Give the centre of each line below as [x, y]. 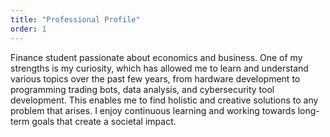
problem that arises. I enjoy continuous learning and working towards [153, 110]
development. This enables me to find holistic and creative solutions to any [164, 100]
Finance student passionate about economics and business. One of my [156, 57]
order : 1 [28, 29]
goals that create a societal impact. [104, 121]
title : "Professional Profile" [75, 19]
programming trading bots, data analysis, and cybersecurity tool [142, 89]
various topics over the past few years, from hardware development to [155, 78]
